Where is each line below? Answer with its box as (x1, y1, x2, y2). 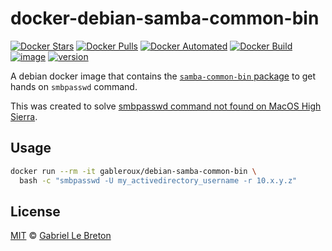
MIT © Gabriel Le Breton (10, 230, 112, 242)
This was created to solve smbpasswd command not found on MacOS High (10, 100, 322, 112)
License (10, 203, 61, 220)
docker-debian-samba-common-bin (10, 7, 320, 30)
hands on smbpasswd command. (10, 80, 138, 92)
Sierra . (10, 110, 38, 122)
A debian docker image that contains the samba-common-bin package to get (10, 70, 317, 82)
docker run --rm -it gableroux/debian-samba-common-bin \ (10, 166, 257, 176)
